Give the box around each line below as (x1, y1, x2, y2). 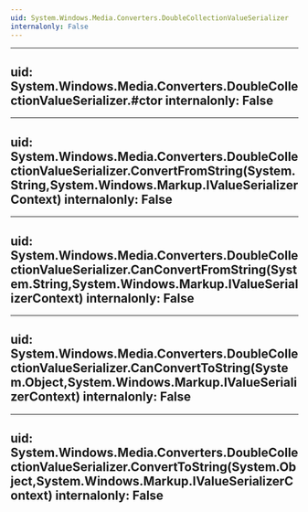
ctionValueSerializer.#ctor (10, 92, 163, 108)
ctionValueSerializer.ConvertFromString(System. (10, 163, 296, 178)
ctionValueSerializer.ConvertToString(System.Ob (10, 459, 297, 475)
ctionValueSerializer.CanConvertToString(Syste (10, 360, 289, 376)
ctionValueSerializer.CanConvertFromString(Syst (10, 261, 298, 277)
